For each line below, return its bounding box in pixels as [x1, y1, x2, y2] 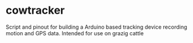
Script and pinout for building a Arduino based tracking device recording [5, 23, 188, 30]
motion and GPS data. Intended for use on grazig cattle [5, 29, 144, 36]
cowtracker [5, 4, 65, 17]
